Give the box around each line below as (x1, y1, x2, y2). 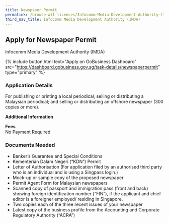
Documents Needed (5, 142, 55, 149)
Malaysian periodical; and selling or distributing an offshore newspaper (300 (5, 99, 163, 105)
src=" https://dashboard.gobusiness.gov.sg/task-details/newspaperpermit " (5, 64, 160, 70)
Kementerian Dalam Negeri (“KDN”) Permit (12, 158, 101, 164)
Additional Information (5, 114, 54, 120)
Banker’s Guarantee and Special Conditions (12, 153, 103, 159)
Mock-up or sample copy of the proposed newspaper (12, 175, 124, 181)
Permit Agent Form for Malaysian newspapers (12, 180, 108, 186)
